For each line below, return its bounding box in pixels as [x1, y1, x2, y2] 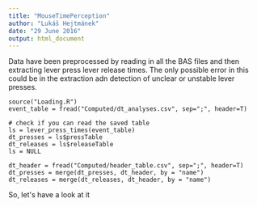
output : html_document [8, 34, 85, 43]
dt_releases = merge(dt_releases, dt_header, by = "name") [8, 175, 212, 184]
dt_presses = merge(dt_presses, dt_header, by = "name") [8, 169, 204, 177]
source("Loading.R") [8, 98, 78, 106]
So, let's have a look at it [8, 190, 91, 200]
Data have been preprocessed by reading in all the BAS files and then [8, 57, 240, 66]
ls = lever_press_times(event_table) [8, 126, 136, 134]
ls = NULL [8, 147, 42, 156]
